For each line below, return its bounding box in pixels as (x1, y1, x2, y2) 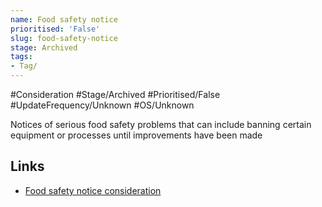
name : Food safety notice (10, 14, 118, 25)
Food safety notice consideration (24, 184, 162, 196)
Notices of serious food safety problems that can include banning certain (10, 119, 312, 130)
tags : (10, 52, 33, 62)
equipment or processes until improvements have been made (10, 129, 263, 141)
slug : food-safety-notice (10, 33, 118, 43)
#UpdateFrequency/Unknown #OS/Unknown (10, 99, 195, 111)
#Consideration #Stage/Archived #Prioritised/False (10, 89, 221, 100)
